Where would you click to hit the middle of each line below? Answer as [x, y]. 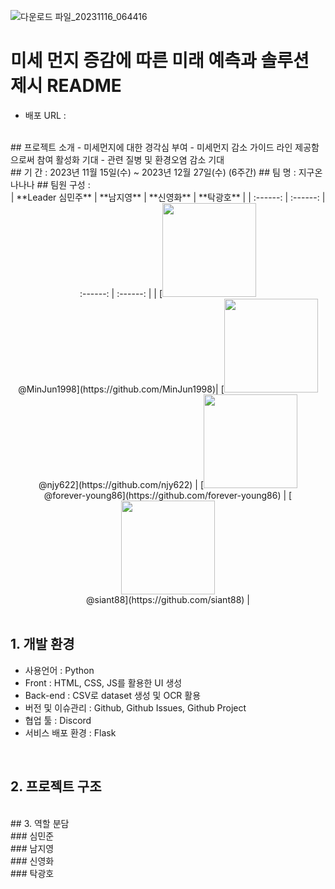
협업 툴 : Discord [58, 720]
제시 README [66, 86]
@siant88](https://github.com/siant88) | [167, 599]
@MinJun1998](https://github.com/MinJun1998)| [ [121, 389]
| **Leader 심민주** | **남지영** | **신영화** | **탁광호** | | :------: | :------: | [168, 197]
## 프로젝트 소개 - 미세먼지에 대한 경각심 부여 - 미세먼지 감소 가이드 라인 [151, 147]
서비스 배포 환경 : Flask [70, 732]
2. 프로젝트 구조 [56, 786]
